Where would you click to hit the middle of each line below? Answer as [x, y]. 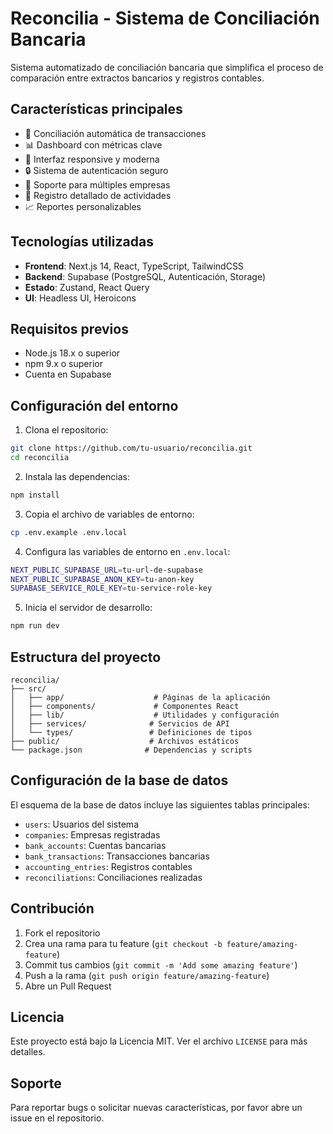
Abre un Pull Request [68, 986]
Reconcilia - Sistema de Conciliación [165, 18]
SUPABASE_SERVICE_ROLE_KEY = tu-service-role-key [111, 588]
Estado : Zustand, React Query [87, 287]
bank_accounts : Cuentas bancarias [95, 845]
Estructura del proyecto [86, 657]
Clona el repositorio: [66, 430]
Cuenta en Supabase [68, 374]
